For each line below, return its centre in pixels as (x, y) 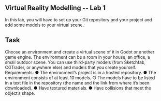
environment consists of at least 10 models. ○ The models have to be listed (80, 78)
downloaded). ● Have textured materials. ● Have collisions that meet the (78, 88)
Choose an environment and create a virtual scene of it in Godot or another (80, 52)
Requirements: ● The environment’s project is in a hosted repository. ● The (80, 72)
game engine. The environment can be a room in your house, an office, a (78, 57)
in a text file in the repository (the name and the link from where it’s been (77, 83)
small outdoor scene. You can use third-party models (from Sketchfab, (75, 62)
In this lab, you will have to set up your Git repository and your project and (79, 19)
